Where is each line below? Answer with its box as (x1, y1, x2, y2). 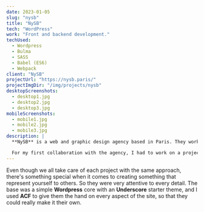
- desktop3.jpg (12, 104, 50, 111)
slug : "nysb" (6, 15, 39, 21)
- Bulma (12, 49, 32, 55)
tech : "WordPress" (6, 26, 53, 32)
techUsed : (6, 37, 32, 43)
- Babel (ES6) (12, 60, 47, 66)
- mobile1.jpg (12, 116, 47, 122)
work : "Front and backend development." (6, 32, 110, 38)
